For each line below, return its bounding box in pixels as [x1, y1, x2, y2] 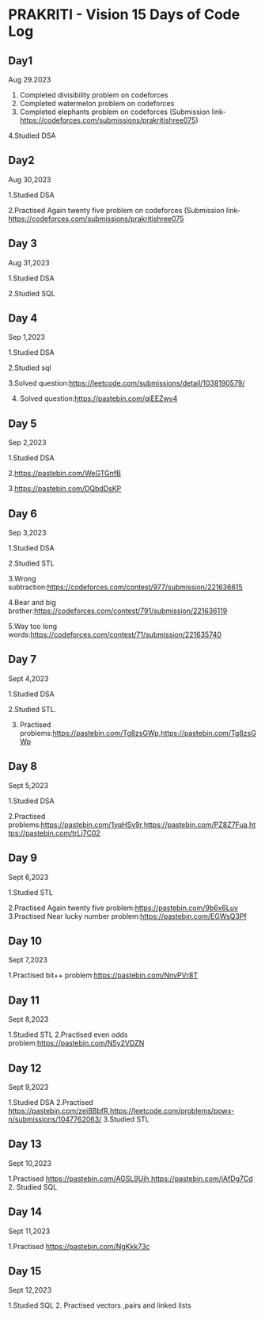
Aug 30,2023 [8, 174, 51, 184]
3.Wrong [8, 574, 36, 584]
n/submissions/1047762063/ [8, 1114, 102, 1124]
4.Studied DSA [8, 131, 56, 140]
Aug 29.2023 [8, 75, 51, 84]
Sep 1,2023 [8, 333, 45, 342]
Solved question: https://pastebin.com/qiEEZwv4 [19, 394, 178, 403]
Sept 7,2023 [8, 955, 47, 965]
